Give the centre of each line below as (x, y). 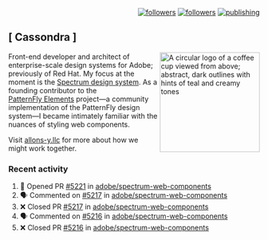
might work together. (43, 148)
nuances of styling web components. (69, 124)
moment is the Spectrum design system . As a (83, 82)
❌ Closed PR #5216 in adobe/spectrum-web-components (114, 228)
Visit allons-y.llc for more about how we (73, 140)
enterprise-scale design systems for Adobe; (81, 65)
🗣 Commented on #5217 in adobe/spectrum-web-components (124, 195)
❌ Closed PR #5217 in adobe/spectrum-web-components (114, 207)
